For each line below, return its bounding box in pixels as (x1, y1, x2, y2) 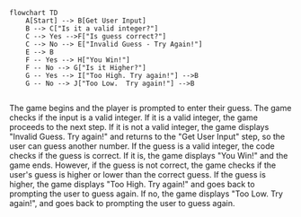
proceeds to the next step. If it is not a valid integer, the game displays (9, 122, 270, 132)
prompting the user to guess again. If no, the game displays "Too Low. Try (9, 188, 283, 199)
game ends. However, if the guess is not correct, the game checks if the (9, 160, 277, 170)
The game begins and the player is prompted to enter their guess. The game (9, 103, 292, 113)
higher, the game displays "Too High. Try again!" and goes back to (9, 179, 255, 189)
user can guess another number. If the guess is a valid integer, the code (9, 141, 276, 152)
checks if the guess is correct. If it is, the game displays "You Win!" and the (9, 151, 288, 161)
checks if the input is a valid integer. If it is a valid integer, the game (9, 112, 259, 123)
